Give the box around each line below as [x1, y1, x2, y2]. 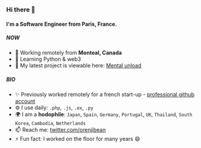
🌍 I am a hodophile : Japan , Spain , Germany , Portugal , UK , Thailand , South [14, 111, 193, 118]
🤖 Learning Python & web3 [14, 55, 81, 63]
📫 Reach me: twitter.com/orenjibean [14, 126, 106, 134]
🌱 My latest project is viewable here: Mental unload [14, 62, 142, 69]
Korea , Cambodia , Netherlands [14, 120, 86, 127]
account [14, 97, 36, 105]
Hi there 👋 [6, 5, 36, 14]
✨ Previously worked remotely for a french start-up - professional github [14, 91, 195, 98]
